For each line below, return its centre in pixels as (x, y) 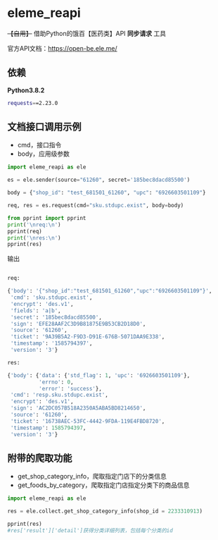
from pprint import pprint (47, 218)
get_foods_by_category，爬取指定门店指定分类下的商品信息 (103, 485)
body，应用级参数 (44, 154)
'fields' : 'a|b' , (36, 311)
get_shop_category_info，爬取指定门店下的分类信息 (92, 477)
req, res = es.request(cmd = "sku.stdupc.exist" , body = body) (96, 206)
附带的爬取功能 (40, 458)
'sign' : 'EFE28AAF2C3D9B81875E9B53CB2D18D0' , (78, 324)
